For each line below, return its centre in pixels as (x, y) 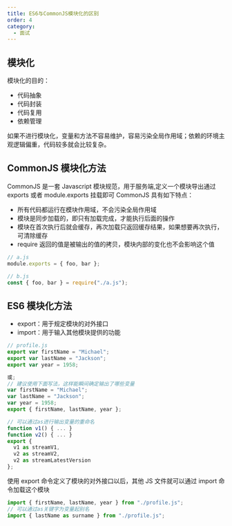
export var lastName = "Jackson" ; (57, 358)
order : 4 (20, 20)
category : (21, 26)
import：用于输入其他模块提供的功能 (69, 332)
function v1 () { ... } (40, 428)
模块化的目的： (28, 81)
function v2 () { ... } (40, 435)
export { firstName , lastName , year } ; (65, 410)
